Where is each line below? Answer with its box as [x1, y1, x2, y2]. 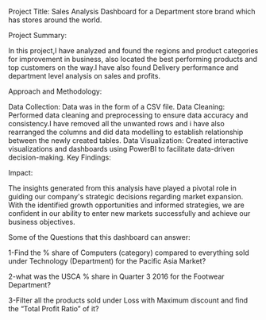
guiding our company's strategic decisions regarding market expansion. [8, 192, 244, 201]
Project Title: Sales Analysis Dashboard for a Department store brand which [8, 7, 256, 16]
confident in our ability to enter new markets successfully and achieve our [8, 209, 251, 218]
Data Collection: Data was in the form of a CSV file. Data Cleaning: [8, 102, 226, 111]
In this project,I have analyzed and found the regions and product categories [8, 46, 259, 55]
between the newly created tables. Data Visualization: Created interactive [8, 136, 249, 145]
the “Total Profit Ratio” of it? [8, 304, 99, 313]
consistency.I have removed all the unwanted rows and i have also [8, 119, 225, 128]
